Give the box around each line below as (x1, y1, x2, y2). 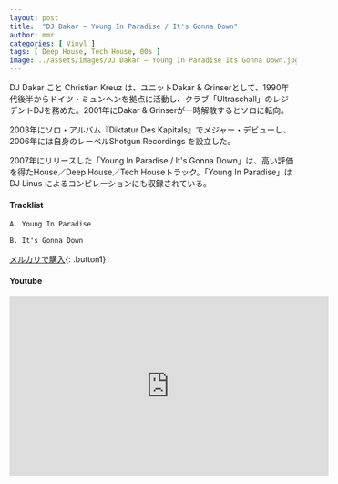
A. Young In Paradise (9, 220, 92, 229)
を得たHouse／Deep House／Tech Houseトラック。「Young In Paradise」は (9, 166, 293, 177)
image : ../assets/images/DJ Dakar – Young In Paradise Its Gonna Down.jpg (9, 56, 300, 65)
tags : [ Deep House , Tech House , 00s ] (9, 47, 161, 57)
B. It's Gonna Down (9, 237, 84, 246)
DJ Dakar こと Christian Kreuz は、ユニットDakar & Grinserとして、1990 (9, 82, 282, 92)
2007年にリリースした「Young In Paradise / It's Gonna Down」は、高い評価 (9, 155, 294, 165)
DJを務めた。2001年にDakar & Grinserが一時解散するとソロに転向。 (33, 105, 289, 115)
